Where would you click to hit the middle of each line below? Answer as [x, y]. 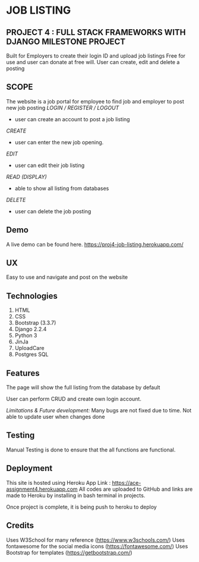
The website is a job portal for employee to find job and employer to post [95, 101]
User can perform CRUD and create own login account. [74, 399]
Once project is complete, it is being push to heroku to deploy [82, 507]
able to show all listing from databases [62, 188]
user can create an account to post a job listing [72, 119]
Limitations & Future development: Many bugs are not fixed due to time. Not [99, 411]
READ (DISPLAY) [27, 176]
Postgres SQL [31, 355]
